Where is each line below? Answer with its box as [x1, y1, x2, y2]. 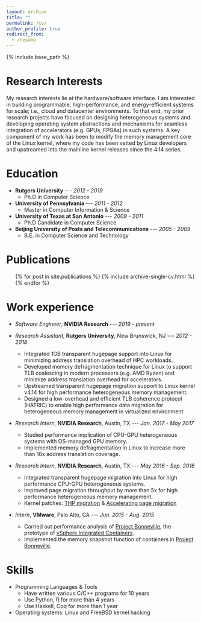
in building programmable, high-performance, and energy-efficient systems [6, 101, 194, 108]
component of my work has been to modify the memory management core [6, 133, 191, 140]
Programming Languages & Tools [14, 583, 97, 590]
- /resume [11, 37, 36, 43]
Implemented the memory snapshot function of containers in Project [23, 535, 194, 543]
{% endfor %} [14, 279, 50, 287]
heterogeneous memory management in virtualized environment [23, 408, 184, 415]
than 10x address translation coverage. [23, 450, 120, 457]
